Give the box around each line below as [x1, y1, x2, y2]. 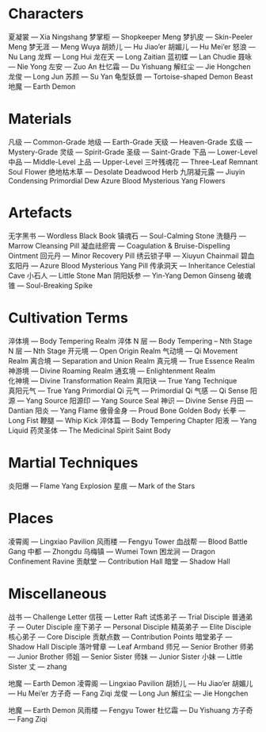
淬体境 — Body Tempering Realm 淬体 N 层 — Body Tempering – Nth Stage [8, 336, 253, 345]
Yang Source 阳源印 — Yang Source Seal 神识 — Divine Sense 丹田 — [25, 395, 253, 405]
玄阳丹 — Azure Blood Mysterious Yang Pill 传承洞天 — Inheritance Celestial [8, 260, 256, 270]
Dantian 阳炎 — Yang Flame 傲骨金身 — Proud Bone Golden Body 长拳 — [8, 406, 246, 415]
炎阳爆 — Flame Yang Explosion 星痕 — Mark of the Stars [8, 481, 196, 491]
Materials [8, 110, 72, 128]
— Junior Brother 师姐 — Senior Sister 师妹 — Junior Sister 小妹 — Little [8, 652, 243, 661]
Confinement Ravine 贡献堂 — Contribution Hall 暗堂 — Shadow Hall [8, 557, 231, 566]
